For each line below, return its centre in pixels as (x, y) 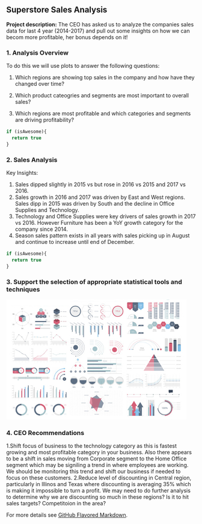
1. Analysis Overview (38, 52)
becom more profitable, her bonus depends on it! (67, 37)
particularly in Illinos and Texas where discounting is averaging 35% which (99, 484)
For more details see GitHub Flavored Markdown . (67, 515)
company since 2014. (41, 229)
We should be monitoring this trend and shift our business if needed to (93, 472)
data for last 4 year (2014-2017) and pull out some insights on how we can (98, 31)
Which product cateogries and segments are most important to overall (102, 96)
